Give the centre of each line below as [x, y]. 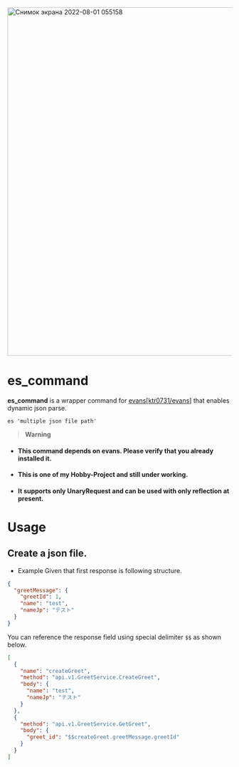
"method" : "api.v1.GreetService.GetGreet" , [86, 724]
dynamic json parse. [37, 408]
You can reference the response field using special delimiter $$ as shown [115, 637]
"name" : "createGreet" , [55, 671]
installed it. [34, 458]
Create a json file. [47, 554]
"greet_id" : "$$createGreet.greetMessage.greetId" [103, 737]
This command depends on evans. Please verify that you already [116, 451]
